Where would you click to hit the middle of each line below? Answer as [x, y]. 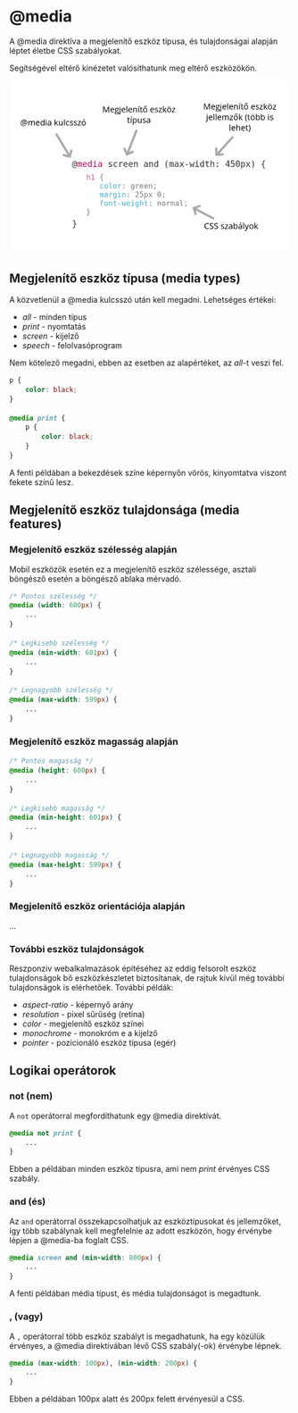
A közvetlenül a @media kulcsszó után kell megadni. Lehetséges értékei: [143, 300]
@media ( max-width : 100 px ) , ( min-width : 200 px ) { [103, 1363]
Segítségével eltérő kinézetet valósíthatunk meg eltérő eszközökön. [133, 68]
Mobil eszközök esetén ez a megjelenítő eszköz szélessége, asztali [133, 569]
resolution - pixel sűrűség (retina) [83, 1014]
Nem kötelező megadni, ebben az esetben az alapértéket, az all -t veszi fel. [147, 363]
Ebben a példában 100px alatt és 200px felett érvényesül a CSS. [127, 1399]
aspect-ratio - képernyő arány [78, 1005]
